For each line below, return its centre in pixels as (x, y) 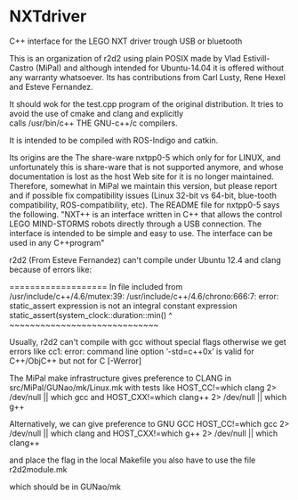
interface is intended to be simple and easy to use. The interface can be (141, 233)
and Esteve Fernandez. (51, 86)
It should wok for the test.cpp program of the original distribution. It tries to (146, 103)
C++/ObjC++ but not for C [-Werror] (76, 361)
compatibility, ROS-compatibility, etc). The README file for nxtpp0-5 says (145, 205)
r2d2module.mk (38, 469)
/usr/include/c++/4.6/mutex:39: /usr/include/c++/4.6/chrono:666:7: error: (144, 296)
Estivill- (257, 58)
